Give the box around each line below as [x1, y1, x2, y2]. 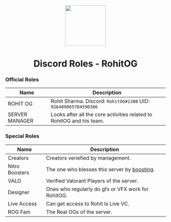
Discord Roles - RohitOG [33, 58, 138, 70]
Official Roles [5, 76, 39, 83]
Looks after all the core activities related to [50, 111, 153, 118]
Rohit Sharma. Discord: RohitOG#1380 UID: [50, 98, 150, 105]
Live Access [8, 200, 37, 207]
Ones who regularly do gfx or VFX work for [46, 185, 149, 193]
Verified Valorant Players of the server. [46, 177, 138, 184]
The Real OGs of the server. [46, 208, 112, 215]
